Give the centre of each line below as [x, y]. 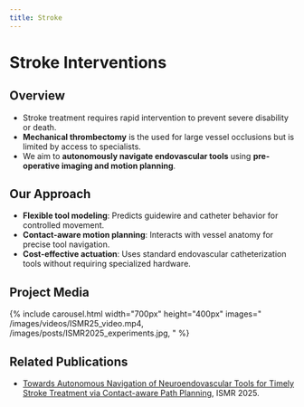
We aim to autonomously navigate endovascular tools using [137, 156]
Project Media [49, 292]
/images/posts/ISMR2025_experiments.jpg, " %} [100, 333]
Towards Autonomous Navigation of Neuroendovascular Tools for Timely [158, 383]
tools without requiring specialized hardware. [107, 264]
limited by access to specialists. [82, 147]
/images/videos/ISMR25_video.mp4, [76, 324]
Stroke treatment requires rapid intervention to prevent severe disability [156, 118]
